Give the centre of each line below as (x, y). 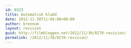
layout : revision (23, 28)
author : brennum (22, 24)
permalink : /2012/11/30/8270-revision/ (47, 38)
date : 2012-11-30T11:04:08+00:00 (40, 19)
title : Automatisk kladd (31, 14)
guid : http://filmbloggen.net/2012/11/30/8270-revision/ (66, 33)
